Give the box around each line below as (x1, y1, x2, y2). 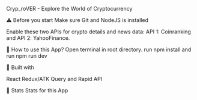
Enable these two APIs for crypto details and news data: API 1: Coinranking (6, 28, 191, 35)
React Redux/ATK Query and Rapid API (6, 76, 103, 82)
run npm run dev (6, 52, 47, 59)
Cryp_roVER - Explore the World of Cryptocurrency (6, 5, 133, 12)
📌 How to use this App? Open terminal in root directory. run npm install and (6, 46, 192, 53)
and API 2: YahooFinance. (6, 35, 70, 41)
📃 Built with (6, 64, 34, 71)
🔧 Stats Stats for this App (6, 87, 68, 94)
